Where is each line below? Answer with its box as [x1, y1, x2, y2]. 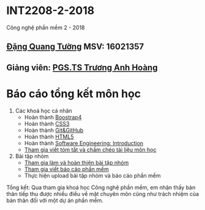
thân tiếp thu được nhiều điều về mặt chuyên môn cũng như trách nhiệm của [6, 190, 199, 197]
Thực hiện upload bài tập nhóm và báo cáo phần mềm [24, 172, 161, 179]
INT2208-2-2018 [6, 4, 95, 18]
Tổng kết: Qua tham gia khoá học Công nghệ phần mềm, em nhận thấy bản [6, 184, 196, 191]
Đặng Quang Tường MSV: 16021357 [6, 42, 144, 52]
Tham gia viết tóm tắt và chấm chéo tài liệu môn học [24, 146, 157, 153]
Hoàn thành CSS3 [24, 120, 70, 127]
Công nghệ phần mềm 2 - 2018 [6, 24, 85, 31]
